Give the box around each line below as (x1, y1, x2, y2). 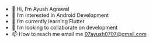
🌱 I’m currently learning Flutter (11, 18, 85, 24)
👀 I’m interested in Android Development (11, 12, 109, 19)
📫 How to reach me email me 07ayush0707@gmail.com (11, 31, 147, 37)
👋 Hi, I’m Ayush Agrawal (11, 6, 69, 12)
